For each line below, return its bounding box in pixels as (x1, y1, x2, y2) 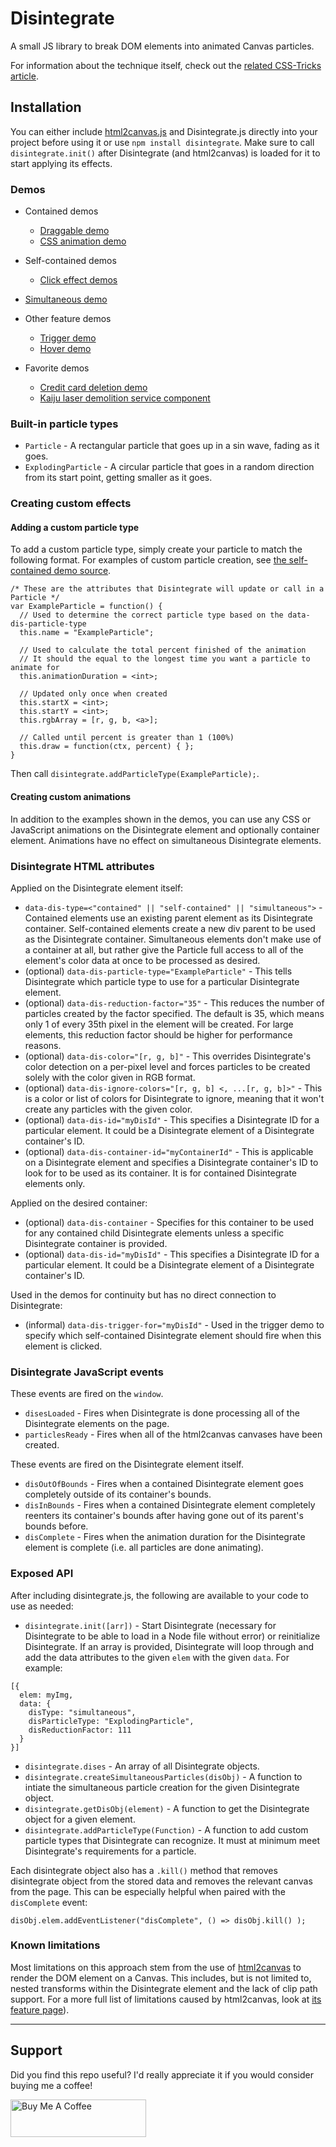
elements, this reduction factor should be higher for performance (24, 1028, 293, 1041)
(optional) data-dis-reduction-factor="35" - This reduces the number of (24, 997, 325, 1009)
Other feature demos (24, 313, 112, 325)
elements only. (24, 1177, 86, 1189)
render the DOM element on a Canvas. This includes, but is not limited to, (10, 1972, 312, 1984)
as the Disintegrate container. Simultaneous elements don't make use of (24, 933, 322, 945)
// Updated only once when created (19, 689, 168, 699)
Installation (10, 99, 82, 116)
